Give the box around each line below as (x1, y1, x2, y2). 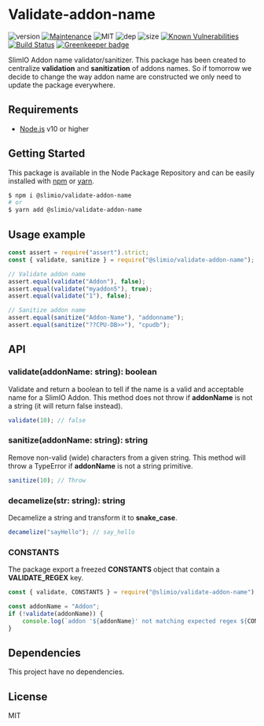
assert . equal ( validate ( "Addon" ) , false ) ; (8, 277, 146, 285)
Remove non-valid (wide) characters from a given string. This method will (8, 453, 246, 462)
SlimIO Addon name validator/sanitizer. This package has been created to (8, 55, 246, 65)
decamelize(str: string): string (8, 494, 126, 506)
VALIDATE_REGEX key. (8, 573, 84, 583)
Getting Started (8, 147, 86, 161)
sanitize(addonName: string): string (8, 435, 148, 446)
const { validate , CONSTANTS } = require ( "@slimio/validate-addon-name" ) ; (8, 588, 258, 596)
